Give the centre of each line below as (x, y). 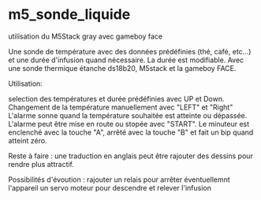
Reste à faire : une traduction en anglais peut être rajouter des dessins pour (131, 156)
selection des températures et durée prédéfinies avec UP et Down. (116, 98)
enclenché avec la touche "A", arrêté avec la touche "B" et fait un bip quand (131, 132)
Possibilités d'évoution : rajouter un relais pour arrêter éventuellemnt (119, 180)
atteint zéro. (28, 140)
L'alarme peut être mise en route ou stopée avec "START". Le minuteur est (129, 124)
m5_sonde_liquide (69, 15)
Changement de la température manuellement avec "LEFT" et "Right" (121, 107)
